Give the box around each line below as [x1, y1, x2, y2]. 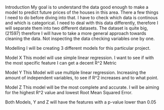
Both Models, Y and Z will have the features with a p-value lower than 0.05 [5, 99, 157, 105]
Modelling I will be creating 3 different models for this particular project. [5, 45, 151, 51]
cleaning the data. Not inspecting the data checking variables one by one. [5, 36, 155, 41]
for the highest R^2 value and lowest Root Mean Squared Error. [5, 90, 133, 95]
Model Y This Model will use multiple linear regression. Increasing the [5, 70, 146, 75]
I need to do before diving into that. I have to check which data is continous [5, 15, 158, 20]
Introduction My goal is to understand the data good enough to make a [5, 4, 149, 10]
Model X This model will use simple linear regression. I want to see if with [5, 55, 154, 61]
